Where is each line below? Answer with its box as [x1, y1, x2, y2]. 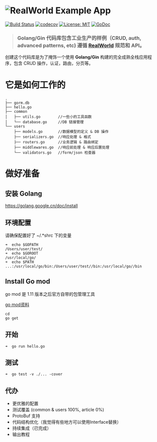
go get [5, 315, 19, 321]
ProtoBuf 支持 [12, 413, 40, 419]
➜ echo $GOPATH [5, 242, 38, 247]
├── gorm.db [5, 100, 30, 106]
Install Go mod [5, 277, 50, 286]
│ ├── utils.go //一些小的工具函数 [5, 114, 92, 120]
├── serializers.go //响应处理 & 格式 [14, 134, 91, 139]
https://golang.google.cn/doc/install [5, 203, 78, 209]
